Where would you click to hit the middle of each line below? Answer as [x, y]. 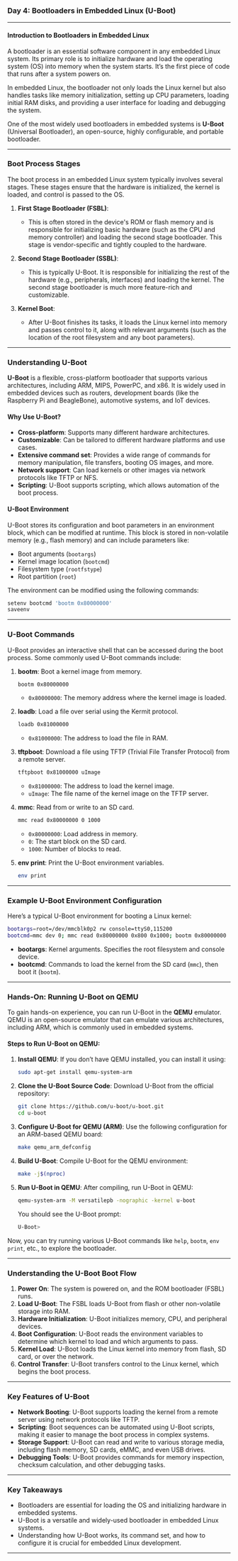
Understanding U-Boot [47, 362]
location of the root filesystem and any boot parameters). [112, 337]
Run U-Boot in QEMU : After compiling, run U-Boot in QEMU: [105, 1187]
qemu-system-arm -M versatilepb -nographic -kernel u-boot [107, 1200]
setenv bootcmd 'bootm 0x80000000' [60, 603]
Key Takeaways [35, 1490]
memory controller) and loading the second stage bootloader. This [125, 237]
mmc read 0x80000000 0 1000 [59, 821]
